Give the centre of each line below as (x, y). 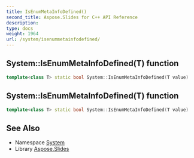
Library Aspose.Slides (42, 149)
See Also (23, 128)
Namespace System (40, 142)
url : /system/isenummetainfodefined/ (53, 39)
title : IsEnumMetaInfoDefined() (46, 12)
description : (22, 23)
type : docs (20, 28)
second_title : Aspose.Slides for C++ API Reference (72, 17)
